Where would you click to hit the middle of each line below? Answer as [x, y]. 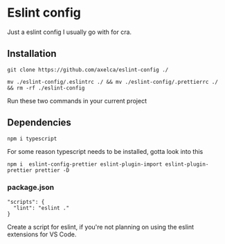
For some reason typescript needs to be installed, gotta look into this [105, 151]
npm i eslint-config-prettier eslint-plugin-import [85, 164]
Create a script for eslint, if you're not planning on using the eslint [101, 227]
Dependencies [39, 123]
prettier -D [52, 170]
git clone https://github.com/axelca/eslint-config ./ [88, 70]
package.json [30, 187]
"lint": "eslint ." [42, 208]
